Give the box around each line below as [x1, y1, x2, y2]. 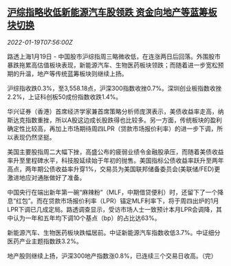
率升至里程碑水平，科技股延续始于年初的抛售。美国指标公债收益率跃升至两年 [7, 156, 224, 164]
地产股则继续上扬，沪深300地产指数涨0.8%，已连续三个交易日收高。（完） [7, 252, 217, 260]
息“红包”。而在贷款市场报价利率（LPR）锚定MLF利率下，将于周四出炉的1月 [7, 197, 219, 205]
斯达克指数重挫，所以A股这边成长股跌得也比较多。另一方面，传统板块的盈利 [7, 115, 222, 124]
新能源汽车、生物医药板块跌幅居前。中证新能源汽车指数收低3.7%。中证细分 [7, 228, 221, 236]
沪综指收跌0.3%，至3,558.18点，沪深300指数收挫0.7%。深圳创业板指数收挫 [7, 84, 222, 92]
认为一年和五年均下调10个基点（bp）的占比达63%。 [12, 214, 161, 222]
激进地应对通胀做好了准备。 [7, 173, 86, 181]
